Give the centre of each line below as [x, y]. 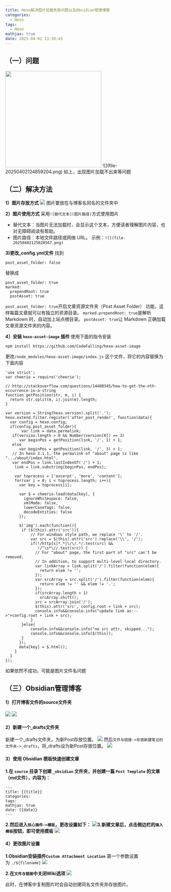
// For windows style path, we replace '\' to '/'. [87, 534]
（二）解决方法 [29, 189]
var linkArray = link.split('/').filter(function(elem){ [97, 566]
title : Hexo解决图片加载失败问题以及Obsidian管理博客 [58, 10]
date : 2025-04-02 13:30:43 [34, 39]
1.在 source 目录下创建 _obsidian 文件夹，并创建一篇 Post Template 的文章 [83, 771]
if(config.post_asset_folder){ [43, 426]
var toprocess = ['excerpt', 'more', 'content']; [69, 476]
